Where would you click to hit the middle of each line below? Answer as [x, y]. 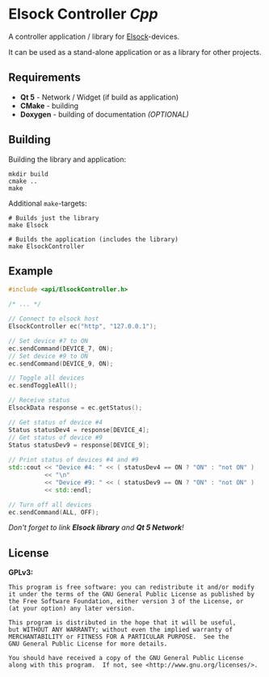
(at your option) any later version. [72, 609]
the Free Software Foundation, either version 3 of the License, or [126, 602]
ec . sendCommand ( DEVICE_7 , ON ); [61, 349]
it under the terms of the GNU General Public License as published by [131, 594]
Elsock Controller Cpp [84, 14]
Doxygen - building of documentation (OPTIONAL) [105, 114]
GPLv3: [21, 573]
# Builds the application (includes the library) [94, 239]
